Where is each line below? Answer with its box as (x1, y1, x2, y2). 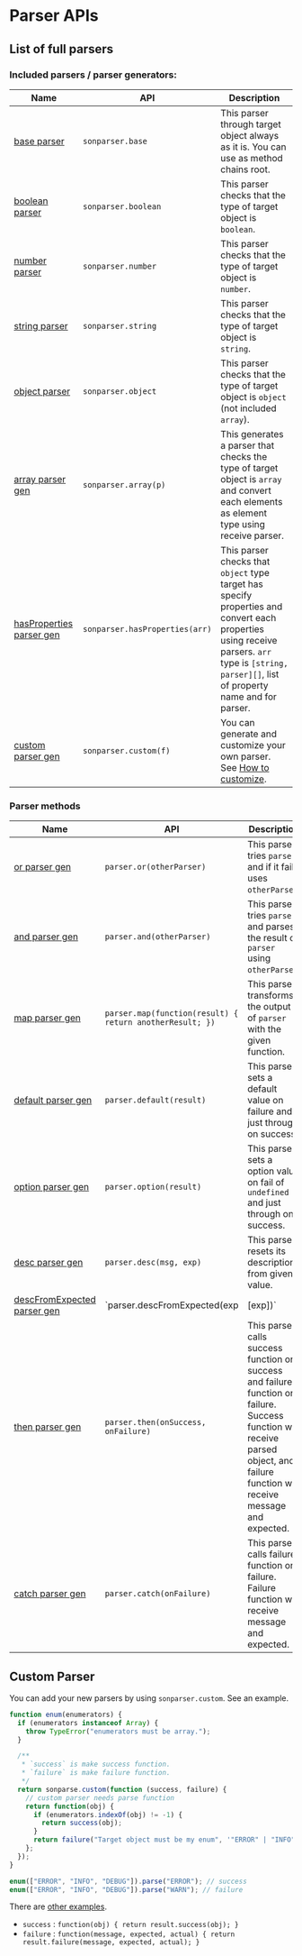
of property (219, 679, 269, 691)
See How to (219, 761, 270, 773)
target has (219, 578, 263, 590)
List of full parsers (9, 41, 114, 57)
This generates (219, 427, 285, 440)
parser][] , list (219, 668, 280, 681)
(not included (219, 402, 277, 415)
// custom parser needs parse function (25, 1793, 175, 1803)
